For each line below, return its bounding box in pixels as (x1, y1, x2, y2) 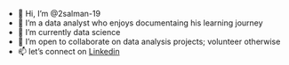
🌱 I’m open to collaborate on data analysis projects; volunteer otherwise (17, 36, 281, 47)
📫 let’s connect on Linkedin (17, 47, 120, 56)
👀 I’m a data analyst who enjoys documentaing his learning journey (17, 18, 264, 28)
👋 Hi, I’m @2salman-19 (17, 9, 100, 18)
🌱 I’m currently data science (17, 27, 121, 37)
